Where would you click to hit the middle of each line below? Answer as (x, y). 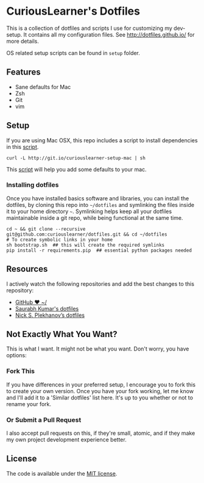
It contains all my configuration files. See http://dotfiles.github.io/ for (109, 34)
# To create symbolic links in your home (60, 239)
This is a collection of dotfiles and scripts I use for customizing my (89, 28)
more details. (23, 41)
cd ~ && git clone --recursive (46, 229)
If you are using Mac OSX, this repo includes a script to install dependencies (102, 140)
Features (23, 72)
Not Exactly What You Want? (62, 334)
